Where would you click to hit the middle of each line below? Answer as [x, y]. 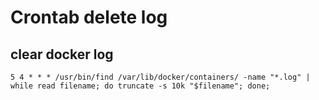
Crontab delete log [89, 17]
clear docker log [62, 54]
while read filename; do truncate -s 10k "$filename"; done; [140, 86]
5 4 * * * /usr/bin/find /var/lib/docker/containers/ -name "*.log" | [160, 77]
